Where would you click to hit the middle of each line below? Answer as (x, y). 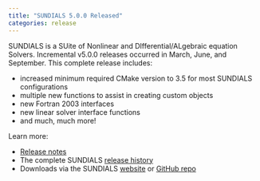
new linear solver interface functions (80, 112)
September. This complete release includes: (81, 63)
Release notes (43, 151)
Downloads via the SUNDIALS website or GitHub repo (108, 168)
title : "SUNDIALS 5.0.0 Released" (66, 16)
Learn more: (28, 136)
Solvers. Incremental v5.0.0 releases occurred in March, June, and (118, 54)
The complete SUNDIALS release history (87, 159)
